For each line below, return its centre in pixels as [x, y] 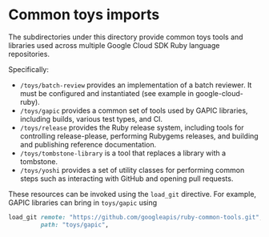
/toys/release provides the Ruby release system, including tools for [132, 127]
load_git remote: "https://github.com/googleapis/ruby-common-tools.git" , [136, 217]
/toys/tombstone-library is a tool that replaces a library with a [123, 153]
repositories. [29, 54]
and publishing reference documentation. [88, 144]
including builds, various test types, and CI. [91, 118]
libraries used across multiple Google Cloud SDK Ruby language [114, 45]
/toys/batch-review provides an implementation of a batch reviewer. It [136, 85]
